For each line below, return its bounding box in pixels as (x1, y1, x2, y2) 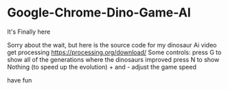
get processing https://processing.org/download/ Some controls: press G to (7, 48, 222, 56)
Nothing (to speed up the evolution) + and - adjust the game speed (7, 63, 197, 71)
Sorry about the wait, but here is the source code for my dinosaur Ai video (7, 41, 217, 49)
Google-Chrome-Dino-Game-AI (7, 5, 191, 21)
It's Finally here (7, 27, 51, 36)
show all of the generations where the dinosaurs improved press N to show (7, 55, 220, 63)
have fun (7, 76, 32, 84)
